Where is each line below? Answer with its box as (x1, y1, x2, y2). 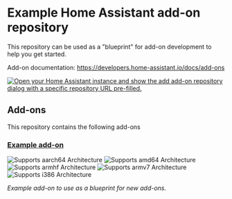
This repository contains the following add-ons (7, 123, 141, 131)
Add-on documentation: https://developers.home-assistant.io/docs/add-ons (7, 63, 225, 71)
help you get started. (7, 50, 67, 58)
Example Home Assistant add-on (7, 5, 201, 21)
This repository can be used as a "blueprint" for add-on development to (7, 42, 212, 51)
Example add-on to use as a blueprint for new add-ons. (7, 184, 167, 192)
